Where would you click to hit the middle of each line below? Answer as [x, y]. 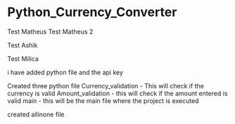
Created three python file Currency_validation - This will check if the [106, 85]
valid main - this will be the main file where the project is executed [103, 101]
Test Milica [23, 58]
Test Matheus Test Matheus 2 [50, 32]
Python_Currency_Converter [92, 12]
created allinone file [36, 114]
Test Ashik [23, 45]
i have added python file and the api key [65, 72]
